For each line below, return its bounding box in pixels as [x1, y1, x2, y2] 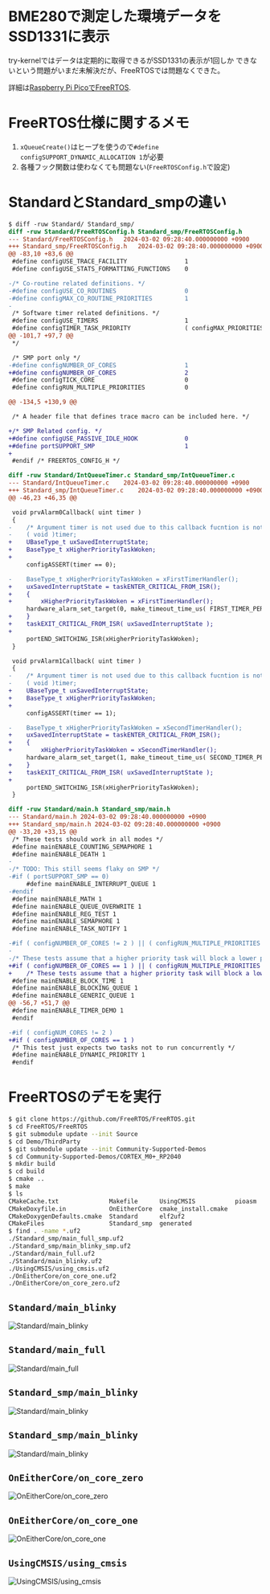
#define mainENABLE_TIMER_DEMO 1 [11, 1007, 125, 1015]
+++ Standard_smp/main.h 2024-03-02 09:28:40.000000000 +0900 [8, 820, 221, 828]
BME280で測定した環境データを [8, 7, 223, 26]
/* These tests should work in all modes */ [11, 835, 163, 844]
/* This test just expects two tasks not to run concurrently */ [11, 1044, 235, 1052]
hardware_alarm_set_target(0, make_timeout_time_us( [26, 605, 207, 613]
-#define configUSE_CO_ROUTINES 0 [8, 287, 189, 295]
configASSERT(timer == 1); [26, 709, 117, 717]
